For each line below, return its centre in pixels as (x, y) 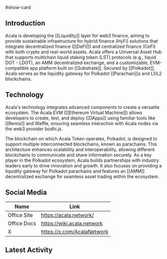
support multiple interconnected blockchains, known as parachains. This (81, 144)
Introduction (25, 23)
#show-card (18, 7)
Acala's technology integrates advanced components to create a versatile (82, 107)
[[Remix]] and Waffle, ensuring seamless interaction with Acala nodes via (82, 123)
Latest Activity (29, 250)
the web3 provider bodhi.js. (34, 129)
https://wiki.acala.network (72, 223)
